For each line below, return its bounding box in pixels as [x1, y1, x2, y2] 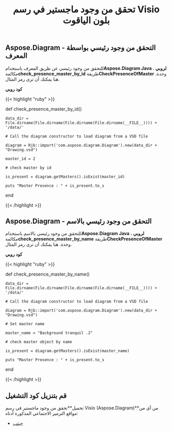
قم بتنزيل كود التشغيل [5, 391, 67, 400]
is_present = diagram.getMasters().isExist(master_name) [5, 348, 130, 354]
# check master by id [5, 165, 52, 170]
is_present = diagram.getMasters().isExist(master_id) [5, 174, 125, 179]
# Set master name [5, 322, 45, 327]
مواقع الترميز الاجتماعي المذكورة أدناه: [5, 410, 79, 417]
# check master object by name [5, 340, 72, 345]
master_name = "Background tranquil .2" [5, 330, 93, 336]
